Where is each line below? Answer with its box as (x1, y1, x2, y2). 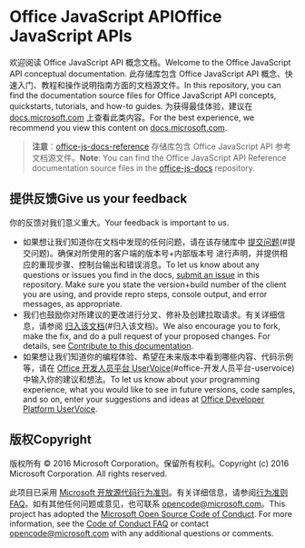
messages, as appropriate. (22, 298, 123, 309)
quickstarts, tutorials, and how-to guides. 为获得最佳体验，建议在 (9, 100, 253, 111)
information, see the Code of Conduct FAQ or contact (9, 518, 209, 529)
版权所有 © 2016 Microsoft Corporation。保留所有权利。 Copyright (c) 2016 (9, 457, 290, 469)
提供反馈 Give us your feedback (9, 191, 188, 206)
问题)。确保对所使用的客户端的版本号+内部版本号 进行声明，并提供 (30, 247, 280, 258)
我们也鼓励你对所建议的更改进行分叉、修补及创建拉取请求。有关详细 (22, 309, 278, 320)
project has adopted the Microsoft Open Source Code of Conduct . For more (9, 508, 293, 519)
